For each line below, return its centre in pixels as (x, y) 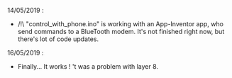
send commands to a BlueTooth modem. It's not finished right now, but (121, 32)
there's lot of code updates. (58, 39)
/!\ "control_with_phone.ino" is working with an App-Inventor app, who (120, 24)
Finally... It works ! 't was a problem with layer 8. (88, 66)
